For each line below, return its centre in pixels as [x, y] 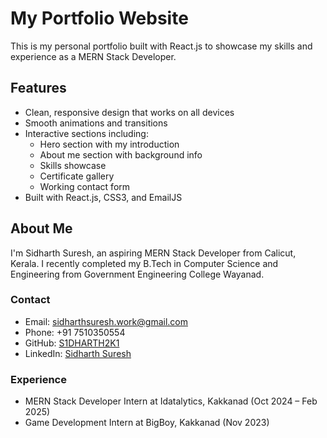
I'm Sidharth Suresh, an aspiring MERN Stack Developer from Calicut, [153, 253]
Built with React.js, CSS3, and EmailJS [103, 197]
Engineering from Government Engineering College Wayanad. [137, 274]
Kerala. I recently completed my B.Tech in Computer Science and [144, 263]
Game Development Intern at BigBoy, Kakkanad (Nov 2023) [147, 423]
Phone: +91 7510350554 [75, 332]
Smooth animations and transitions [96, 123]
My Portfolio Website [99, 18]
